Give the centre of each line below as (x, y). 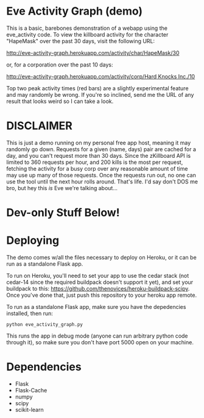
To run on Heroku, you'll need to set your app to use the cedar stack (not (98, 276)
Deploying (33, 240)
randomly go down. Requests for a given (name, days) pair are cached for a (101, 149)
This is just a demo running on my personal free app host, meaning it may (99, 143)
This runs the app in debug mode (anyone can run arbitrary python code (97, 336)
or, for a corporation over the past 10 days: (60, 65)
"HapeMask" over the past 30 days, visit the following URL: (81, 41)
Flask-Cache (31, 390)
